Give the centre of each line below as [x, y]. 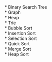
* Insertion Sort [20, 33]
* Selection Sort [21, 38]
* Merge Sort [18, 49]
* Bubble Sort [19, 28]
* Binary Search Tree [26, 7]
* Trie [10, 23]
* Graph [13, 12]
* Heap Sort [17, 54]
